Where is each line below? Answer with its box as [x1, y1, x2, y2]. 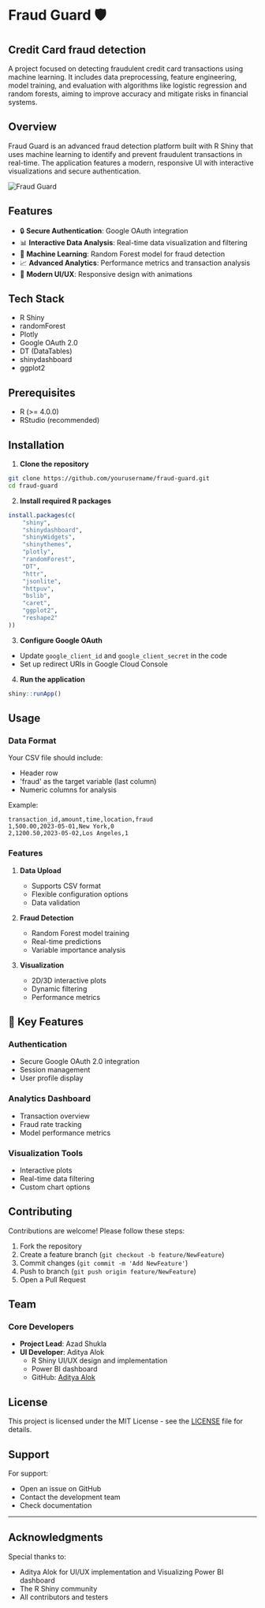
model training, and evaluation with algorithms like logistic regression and [8, 80, 247, 90]
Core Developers [8, 1322, 74, 1333]
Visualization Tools [8, 1147, 84, 1158]
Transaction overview [19, 1111, 91, 1121]
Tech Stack [8, 293, 65, 306]
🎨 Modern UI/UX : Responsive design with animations [19, 269, 193, 278]
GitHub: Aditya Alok [31, 1373, 96, 1382]
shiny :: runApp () [8, 689, 62, 698]
